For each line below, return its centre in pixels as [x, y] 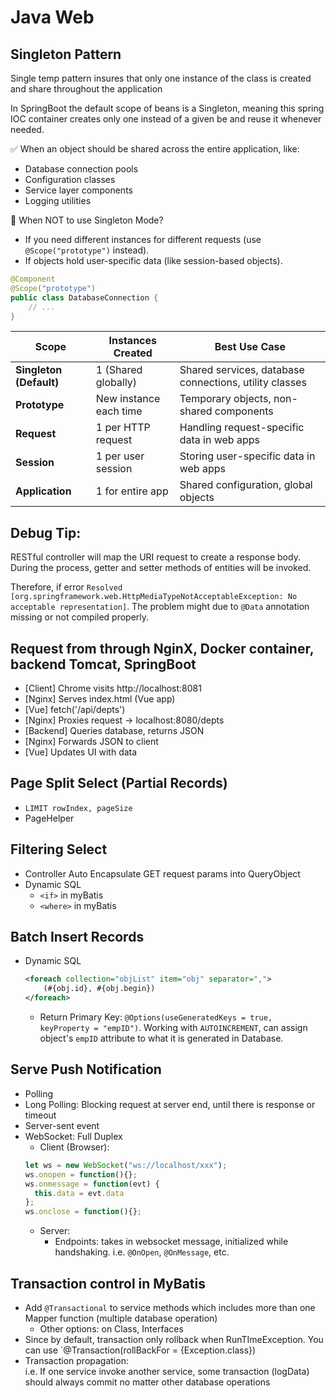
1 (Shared [119, 370]
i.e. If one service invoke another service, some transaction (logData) [167, 1371]
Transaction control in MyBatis [108, 1283]
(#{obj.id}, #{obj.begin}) [99, 989]
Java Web [52, 17]
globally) [116, 383]
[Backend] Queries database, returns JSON [114, 730]
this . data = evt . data [79, 1193]
